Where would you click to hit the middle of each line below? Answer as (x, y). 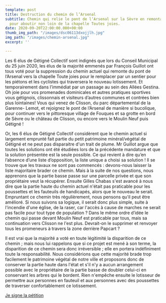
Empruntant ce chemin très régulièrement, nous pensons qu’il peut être (78, 197)
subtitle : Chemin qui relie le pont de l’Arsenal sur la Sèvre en (75, 19)
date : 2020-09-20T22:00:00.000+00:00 (44, 28)
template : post (21, 10)
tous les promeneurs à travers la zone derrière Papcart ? (62, 228)
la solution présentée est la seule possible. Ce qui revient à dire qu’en (76, 154)
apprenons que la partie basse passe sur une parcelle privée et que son (78, 176)
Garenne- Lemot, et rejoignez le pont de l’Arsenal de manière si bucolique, (81, 108)
